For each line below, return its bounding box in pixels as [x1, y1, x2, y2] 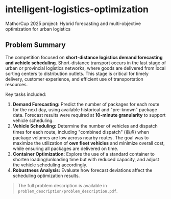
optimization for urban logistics [5, 26, 71, 32]
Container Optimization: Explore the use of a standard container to [12, 151, 155, 157]
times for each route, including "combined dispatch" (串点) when [12, 129, 149, 135]
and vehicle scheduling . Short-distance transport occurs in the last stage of [5, 60, 166, 66]
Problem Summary [5, 41, 66, 49]
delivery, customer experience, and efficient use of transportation [5, 76, 144, 82]
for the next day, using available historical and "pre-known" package [12, 106, 157, 113]
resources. [5, 81, 28, 87]
